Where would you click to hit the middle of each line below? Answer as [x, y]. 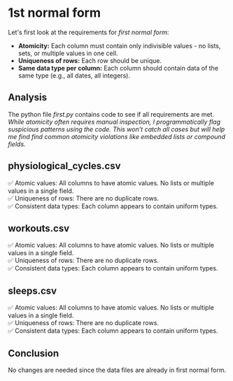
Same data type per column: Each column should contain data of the [118, 68]
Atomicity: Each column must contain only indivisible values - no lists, [119, 45]
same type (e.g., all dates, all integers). [74, 76]
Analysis [28, 98]
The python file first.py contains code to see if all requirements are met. [111, 114]
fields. [17, 144]
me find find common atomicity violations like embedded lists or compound [117, 136]
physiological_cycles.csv [64, 166]
